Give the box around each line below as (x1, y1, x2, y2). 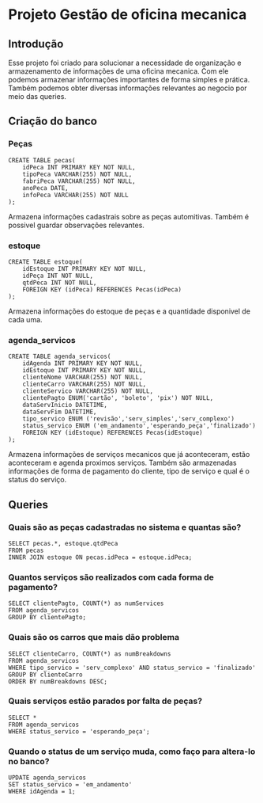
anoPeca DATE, (22, 184, 69, 192)
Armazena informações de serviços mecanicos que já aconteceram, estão (8, 450, 250, 459)
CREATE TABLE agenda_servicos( (8, 352, 111, 361)
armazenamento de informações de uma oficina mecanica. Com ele (8, 67, 229, 76)
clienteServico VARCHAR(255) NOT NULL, (22, 387, 154, 395)
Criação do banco (8, 115, 97, 128)
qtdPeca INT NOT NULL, (22, 279, 97, 287)
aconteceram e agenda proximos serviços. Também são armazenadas (8, 458, 237, 468)
